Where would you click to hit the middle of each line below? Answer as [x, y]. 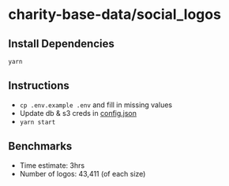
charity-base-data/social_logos [114, 15]
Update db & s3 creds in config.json [78, 113]
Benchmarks [40, 146]
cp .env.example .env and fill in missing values [96, 105]
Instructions [39, 86]
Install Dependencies [61, 44]
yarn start [38, 122]
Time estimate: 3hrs [52, 165]
